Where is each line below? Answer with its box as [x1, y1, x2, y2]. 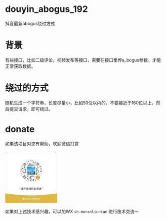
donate [5, 124, 35, 135]
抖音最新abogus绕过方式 [5, 20, 55, 26]
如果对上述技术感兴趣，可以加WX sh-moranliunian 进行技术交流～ [5, 208, 139, 214]
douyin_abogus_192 [5, 3, 88, 15]
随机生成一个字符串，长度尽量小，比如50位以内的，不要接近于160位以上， [5, 100, 157, 106]
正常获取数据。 [5, 63, 36, 69]
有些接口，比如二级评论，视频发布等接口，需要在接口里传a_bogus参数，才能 [5, 57, 161, 63]
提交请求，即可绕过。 [9, 106, 53, 112]
